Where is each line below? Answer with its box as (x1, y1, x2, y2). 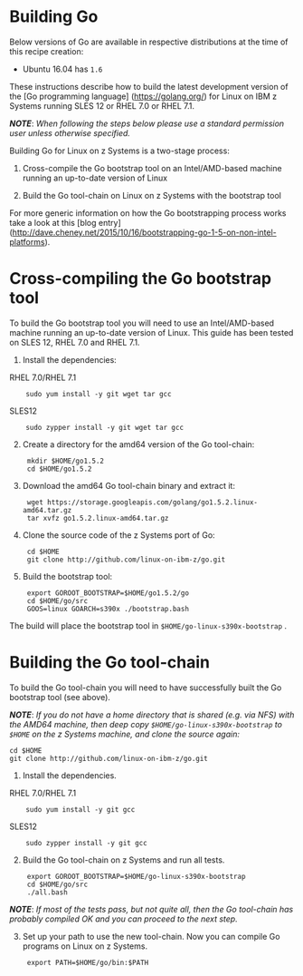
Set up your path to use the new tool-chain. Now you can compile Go (22, 931, 280, 942)
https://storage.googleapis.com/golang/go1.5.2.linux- (46, 497, 259, 507)
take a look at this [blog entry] (9, 217, 121, 228)
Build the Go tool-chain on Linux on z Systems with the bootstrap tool (22, 190, 282, 200)
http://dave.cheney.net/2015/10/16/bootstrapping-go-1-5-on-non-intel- (12, 227, 278, 238)
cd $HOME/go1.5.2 (26, 464, 92, 473)
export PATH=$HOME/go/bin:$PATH (26, 958, 149, 967)
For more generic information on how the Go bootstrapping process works (9, 207, 287, 219)
